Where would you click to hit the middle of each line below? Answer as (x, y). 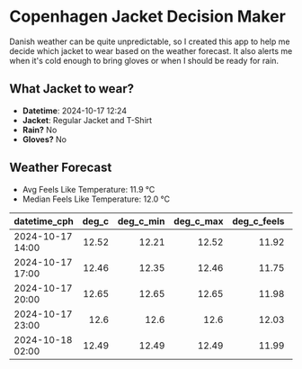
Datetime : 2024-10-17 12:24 (75, 111)
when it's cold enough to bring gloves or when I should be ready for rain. (144, 60)
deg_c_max (199, 220)
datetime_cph (44, 220)
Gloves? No (44, 139)
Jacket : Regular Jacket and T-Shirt (87, 120)
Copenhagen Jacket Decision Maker (147, 17)
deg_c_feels (258, 220)
